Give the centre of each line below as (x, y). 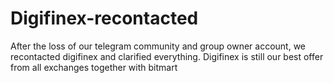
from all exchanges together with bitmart (94, 67)
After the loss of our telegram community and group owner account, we (158, 46)
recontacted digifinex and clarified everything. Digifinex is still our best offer (167, 56)
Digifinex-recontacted (104, 18)
